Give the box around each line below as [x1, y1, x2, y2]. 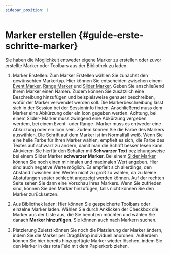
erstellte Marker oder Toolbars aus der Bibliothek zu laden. [5, 62, 128, 69]
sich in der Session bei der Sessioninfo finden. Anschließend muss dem [12, 105, 163, 111]
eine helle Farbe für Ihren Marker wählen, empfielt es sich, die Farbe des [12, 137, 165, 143]
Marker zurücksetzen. [12, 191, 59, 197]
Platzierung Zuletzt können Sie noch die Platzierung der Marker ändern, [12, 227, 163, 233]
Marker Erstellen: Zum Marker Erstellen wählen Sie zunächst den [12, 72, 148, 78]
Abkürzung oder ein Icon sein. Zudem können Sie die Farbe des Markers [12, 126, 165, 132]
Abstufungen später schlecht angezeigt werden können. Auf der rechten [12, 175, 165, 181]
